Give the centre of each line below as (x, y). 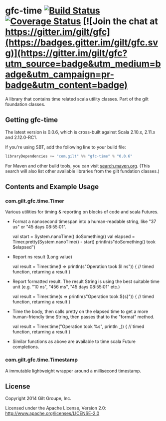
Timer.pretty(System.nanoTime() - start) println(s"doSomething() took (84, 242)
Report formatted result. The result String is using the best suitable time (86, 281)
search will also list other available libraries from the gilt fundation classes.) (82, 171)
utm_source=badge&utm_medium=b (83, 64)
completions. (26, 347)
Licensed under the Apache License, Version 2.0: (56, 408)
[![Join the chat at (120, 21)
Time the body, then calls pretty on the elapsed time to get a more (80, 311)
